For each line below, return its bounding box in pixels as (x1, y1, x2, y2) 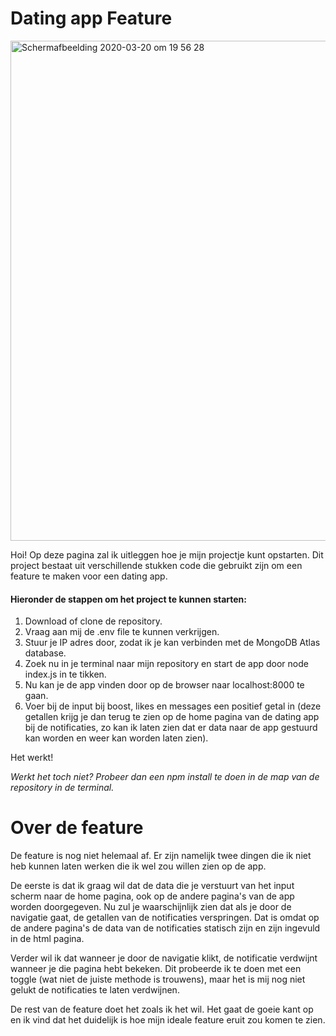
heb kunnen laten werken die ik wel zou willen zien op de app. (10, 860, 267, 872)
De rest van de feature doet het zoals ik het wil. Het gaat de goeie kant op (10, 1003, 314, 1016)
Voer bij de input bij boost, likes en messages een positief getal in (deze (24, 700, 322, 712)
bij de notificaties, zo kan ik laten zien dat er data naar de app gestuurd (24, 722, 318, 734)
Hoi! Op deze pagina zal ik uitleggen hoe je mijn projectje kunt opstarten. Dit (10, 548, 324, 561)
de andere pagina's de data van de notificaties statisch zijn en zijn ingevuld (10, 922, 321, 934)
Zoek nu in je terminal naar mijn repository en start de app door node (24, 658, 309, 670)
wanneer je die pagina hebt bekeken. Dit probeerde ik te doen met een (10, 963, 302, 975)
